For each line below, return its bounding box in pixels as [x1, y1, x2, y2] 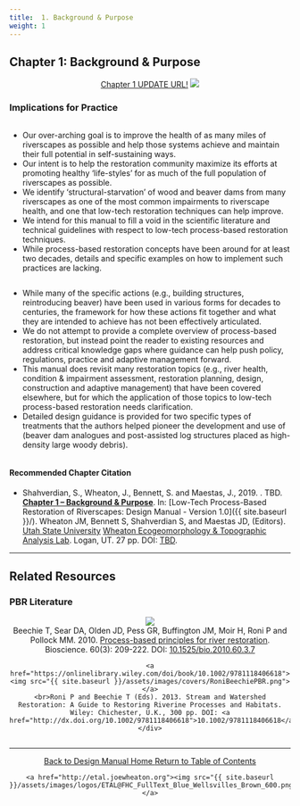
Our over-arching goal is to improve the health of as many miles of [21, 129, 266, 140]
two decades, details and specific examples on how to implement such [21, 253, 284, 263]
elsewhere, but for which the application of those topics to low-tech [21, 392, 272, 403]
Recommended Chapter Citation [9, 468, 132, 478]
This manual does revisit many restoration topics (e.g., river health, [21, 363, 269, 374]
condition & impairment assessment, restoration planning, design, [21, 372, 264, 384]
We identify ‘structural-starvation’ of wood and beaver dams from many [21, 187, 287, 197]
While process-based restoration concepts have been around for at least [21, 243, 290, 254]
